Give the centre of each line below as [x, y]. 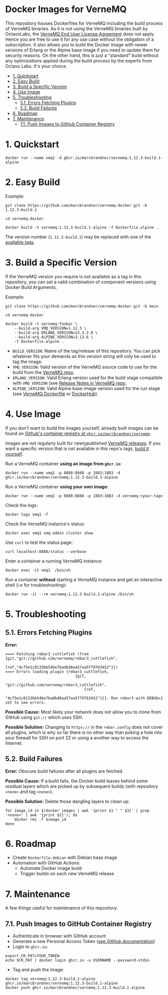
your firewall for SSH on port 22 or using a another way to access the [77, 737]
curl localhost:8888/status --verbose [46, 551]
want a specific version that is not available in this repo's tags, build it [77, 448]
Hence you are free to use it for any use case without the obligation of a [80, 39]
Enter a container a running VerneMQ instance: [54, 561]
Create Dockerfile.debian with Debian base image [65, 857]
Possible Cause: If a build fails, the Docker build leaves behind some [77, 781]
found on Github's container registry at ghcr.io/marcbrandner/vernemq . [78, 433]
